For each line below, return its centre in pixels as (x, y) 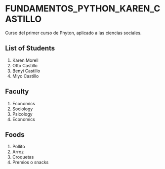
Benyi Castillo (26, 71)
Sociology (22, 109)
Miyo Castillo (25, 76)
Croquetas (23, 157)
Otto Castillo (25, 65)
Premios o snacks (30, 162)
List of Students (30, 48)
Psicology (22, 114)
